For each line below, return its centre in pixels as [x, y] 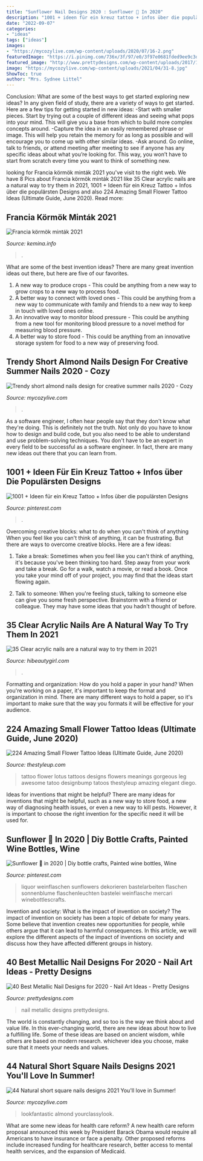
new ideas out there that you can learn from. [62, 453]
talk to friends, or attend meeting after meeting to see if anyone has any [95, 148]
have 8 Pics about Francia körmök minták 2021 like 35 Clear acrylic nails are [101, 179]
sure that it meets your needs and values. [58, 1047]
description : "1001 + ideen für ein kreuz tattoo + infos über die [93, 18]
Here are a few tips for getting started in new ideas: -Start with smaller [94, 109]
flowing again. [33, 582]
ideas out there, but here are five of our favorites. [67, 273]
